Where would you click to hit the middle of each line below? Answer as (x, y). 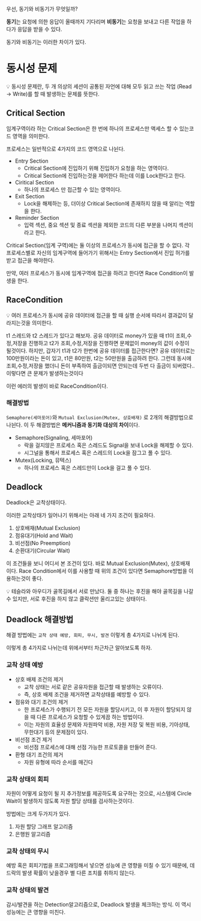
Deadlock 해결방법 (40, 620)
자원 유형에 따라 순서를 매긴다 (58, 762)
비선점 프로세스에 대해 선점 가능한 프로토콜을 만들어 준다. (90, 747)
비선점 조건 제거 (33, 739)
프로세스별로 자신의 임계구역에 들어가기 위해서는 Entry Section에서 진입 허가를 (98, 252)
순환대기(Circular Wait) (42, 551)
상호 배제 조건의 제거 (39, 679)
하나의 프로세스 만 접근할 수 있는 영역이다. (73, 189)
